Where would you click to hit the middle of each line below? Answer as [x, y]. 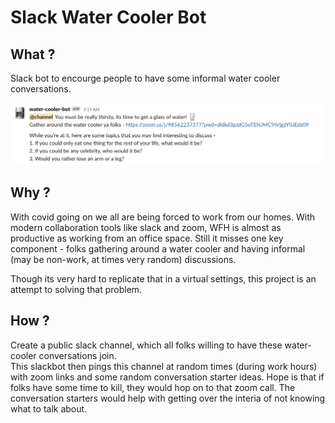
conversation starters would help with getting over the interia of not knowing [168, 398]
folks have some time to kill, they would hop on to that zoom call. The [153, 387]
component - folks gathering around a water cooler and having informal [158, 248]
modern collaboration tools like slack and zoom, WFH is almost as [146, 227]
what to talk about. [49, 408]
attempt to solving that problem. [76, 289]
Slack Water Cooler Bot [108, 17]
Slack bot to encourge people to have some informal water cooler [145, 78]
